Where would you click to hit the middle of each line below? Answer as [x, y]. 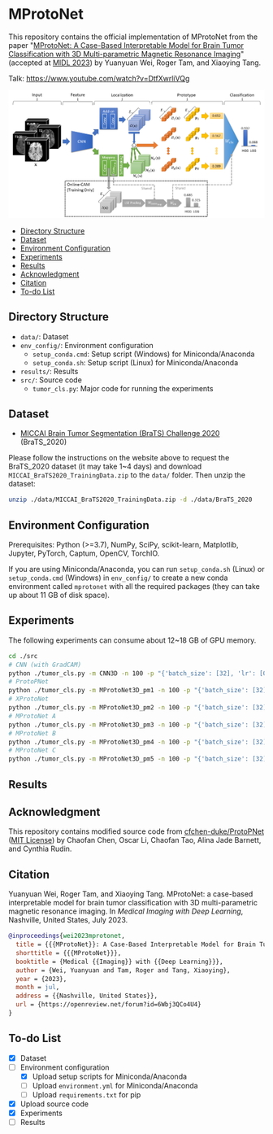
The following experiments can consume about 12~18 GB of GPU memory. [132, 640]
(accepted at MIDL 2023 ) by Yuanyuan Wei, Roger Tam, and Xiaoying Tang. [135, 63]
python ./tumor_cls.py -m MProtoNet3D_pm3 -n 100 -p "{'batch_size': [129, 725]
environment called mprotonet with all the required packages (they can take [134, 586]
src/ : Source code [51, 380]
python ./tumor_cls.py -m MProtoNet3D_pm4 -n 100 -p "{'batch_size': [129, 742]
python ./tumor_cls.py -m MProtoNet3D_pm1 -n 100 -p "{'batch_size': [129, 691]
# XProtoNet [28, 699]
